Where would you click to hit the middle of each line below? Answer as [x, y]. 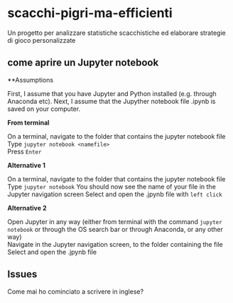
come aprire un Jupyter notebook [83, 63]
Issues [22, 274]
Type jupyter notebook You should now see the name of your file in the [112, 186]
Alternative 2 [27, 208]
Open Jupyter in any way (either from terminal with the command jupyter [115, 221]
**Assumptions [31, 80]
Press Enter [25, 151]
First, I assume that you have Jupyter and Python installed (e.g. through [112, 93]
